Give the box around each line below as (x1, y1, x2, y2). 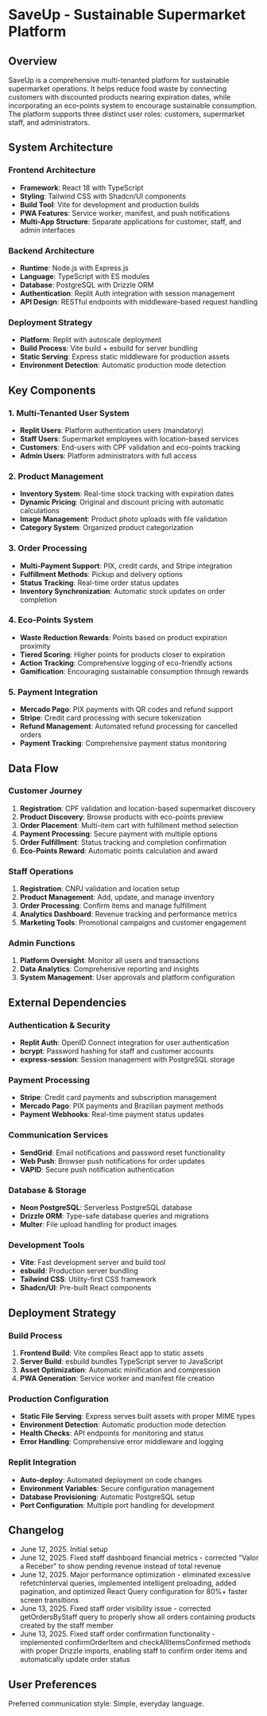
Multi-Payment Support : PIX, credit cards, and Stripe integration (19, 560, 233, 571)
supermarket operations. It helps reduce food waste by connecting (8, 84, 227, 93)
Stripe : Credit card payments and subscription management (19, 1093, 217, 1102)
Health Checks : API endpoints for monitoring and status (19, 1428, 204, 1438)
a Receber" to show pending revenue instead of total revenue (19, 1561, 222, 1571)
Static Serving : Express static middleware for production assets (19, 352, 230, 362)
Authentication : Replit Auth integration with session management (19, 289, 235, 298)
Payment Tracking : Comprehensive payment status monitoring (19, 739, 227, 748)
